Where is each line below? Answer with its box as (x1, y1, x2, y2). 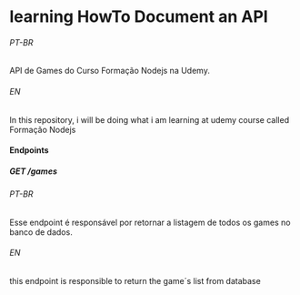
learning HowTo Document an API (9, 6, 268, 27)
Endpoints (9, 145, 49, 156)
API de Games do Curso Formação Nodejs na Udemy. (9, 66, 211, 76)
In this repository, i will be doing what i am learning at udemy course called (9, 114, 289, 125)
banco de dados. (9, 226, 73, 238)
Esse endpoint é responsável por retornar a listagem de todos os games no (9, 217, 291, 228)
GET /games (9, 166, 57, 177)
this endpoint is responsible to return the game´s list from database (9, 275, 261, 286)
